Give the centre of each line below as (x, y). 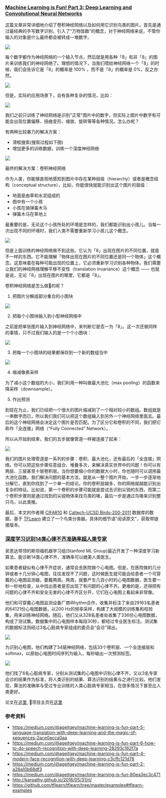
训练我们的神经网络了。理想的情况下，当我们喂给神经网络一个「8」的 (84, 63)
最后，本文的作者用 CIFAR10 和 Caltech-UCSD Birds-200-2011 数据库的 (77, 513)
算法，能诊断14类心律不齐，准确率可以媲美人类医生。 (59, 557)
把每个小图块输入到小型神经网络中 (47, 316)
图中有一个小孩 (27, 202)
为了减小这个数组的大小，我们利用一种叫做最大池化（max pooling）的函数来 (83, 383)
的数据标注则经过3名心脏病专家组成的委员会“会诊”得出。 (62, 627)
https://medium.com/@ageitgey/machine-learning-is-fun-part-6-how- (84, 743)
